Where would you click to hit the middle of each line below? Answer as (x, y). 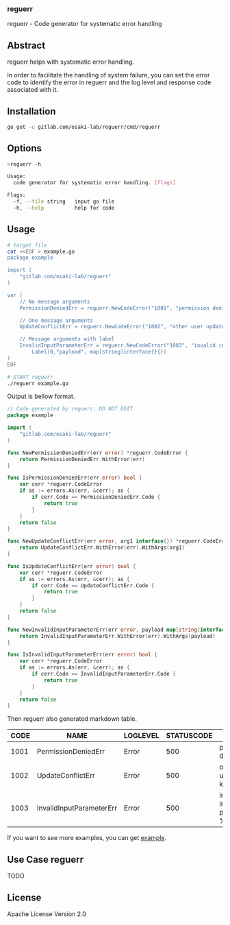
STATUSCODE (189, 736)
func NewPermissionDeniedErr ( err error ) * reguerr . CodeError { (98, 453)
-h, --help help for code (64, 208)
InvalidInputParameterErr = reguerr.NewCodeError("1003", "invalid (117, 346)
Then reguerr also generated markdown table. (72, 719)
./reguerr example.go (38, 383)
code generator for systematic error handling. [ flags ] (94, 183)
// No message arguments (55, 301)
